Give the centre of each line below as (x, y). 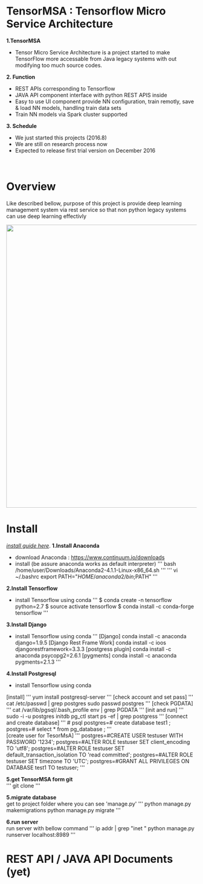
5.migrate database (31, 797)
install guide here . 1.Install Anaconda (53, 545)
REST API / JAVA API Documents (90, 859)
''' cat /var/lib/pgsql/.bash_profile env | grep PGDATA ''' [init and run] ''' (95, 709)
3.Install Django (27, 624)
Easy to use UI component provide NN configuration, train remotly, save (105, 101)
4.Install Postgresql (31, 673)
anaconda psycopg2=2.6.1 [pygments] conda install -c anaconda (96, 655)
